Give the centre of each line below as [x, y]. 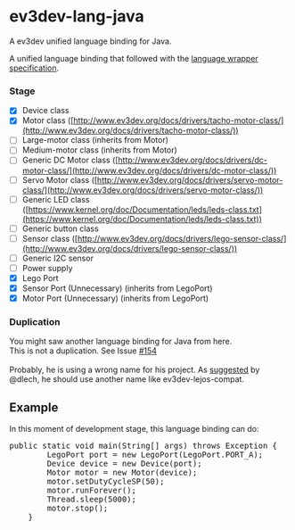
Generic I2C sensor [57, 258]
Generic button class [61, 228]
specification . [34, 68]
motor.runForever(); [91, 491]
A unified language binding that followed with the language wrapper [134, 58]
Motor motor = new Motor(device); [122, 473]
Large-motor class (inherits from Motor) [95, 140]
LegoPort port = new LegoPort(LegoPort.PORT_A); [155, 455]
